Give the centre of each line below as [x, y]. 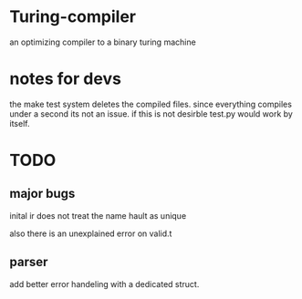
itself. [20, 123]
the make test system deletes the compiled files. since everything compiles [151, 104]
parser [29, 262]
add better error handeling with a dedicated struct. [104, 284]
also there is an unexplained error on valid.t [91, 233]
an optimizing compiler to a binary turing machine [103, 42]
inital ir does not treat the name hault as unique [98, 215]
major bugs [42, 194]
